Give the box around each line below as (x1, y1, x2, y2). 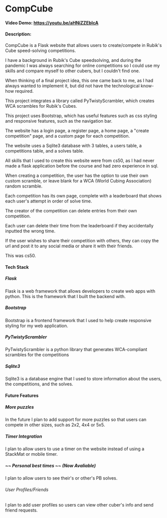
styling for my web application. (5, 323, 69, 329)
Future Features (5, 392, 39, 399)
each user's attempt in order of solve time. (5, 198, 92, 204)
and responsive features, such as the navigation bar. (5, 118, 113, 124)
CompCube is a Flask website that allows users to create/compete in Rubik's (5, 42, 162, 48)
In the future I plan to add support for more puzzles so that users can (5, 417, 147, 423)
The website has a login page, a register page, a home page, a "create (5, 128, 149, 134)
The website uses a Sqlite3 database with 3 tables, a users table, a (5, 143, 142, 149)
